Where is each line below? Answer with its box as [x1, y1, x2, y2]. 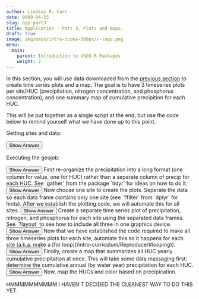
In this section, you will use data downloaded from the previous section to [6, 75, 187, 82]
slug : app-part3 [6, 20, 46, 26]
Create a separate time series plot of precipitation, [58, 206, 181, 214]
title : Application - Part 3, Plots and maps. [6, 25, 124, 32]
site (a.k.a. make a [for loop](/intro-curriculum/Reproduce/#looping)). [6, 241, 176, 248]
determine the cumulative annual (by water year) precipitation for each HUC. [6, 261, 194, 268]
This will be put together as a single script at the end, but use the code [6, 111, 179, 119]
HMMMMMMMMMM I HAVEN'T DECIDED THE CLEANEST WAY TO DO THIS [6, 281, 193, 288]
